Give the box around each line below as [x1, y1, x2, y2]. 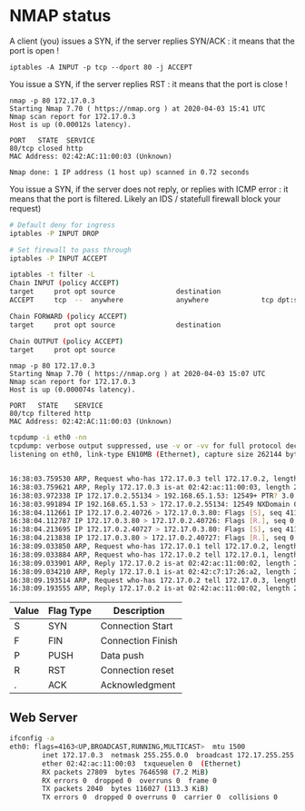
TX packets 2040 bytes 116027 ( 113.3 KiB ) [42, 785, 209, 794]
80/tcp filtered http [9, 410, 92, 419]
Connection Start [100, 619, 173, 632]
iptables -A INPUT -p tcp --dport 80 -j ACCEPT [9, 63, 193, 72]
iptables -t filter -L [9, 270, 95, 280]
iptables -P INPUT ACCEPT [9, 253, 107, 263]
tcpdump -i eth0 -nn [9, 433, 88, 442]
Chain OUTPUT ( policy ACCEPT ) [9, 337, 124, 346]
